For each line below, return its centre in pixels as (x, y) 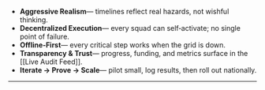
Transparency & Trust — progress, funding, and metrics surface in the (134, 53)
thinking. (34, 20)
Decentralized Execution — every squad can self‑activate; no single (130, 28)
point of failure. (44, 36)
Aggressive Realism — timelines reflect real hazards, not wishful (124, 11)
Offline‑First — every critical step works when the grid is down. (123, 45)
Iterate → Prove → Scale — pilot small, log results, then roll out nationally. (138, 70)
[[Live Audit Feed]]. (51, 62)
